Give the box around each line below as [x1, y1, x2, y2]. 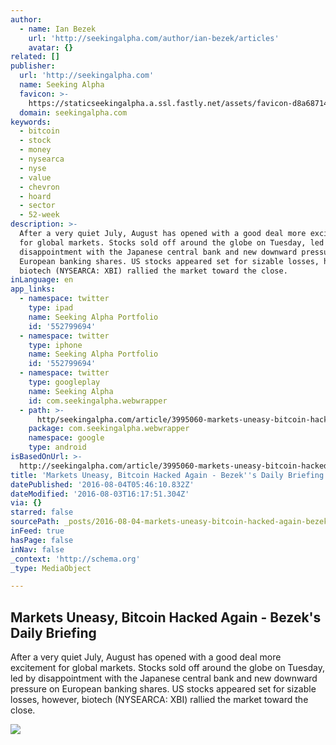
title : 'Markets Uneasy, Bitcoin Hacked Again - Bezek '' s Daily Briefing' [10, 470, 329, 480]
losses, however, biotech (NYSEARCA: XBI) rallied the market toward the [10, 694, 309, 706]
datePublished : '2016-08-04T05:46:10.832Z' [10, 479, 195, 490]
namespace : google [28, 433, 105, 443]
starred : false [10, 507, 74, 518]
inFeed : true [10, 526, 65, 536]
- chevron [19, 182, 60, 192]
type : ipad [28, 303, 74, 313]
